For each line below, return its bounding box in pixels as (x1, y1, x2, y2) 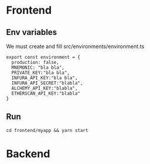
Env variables (6, 27, 57, 37)
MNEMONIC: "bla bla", (11, 65, 65, 70)
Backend (6, 147, 50, 160)
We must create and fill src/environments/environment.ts (6, 43, 145, 50)
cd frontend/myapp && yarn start (6, 127, 89, 133)
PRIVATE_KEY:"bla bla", (11, 70, 70, 76)
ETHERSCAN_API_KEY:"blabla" (11, 91, 81, 97)
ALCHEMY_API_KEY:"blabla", (11, 85, 78, 91)
